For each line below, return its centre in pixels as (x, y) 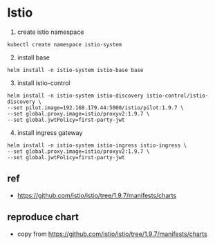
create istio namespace (50, 32)
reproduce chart (43, 217)
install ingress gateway (50, 132)
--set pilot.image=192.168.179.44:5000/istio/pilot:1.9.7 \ (96, 108)
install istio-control (44, 83)
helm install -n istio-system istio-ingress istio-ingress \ (97, 145)
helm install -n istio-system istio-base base (75, 70)
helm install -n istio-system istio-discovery (75, 96)
